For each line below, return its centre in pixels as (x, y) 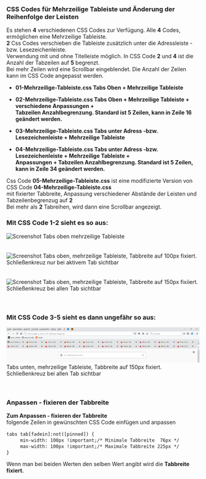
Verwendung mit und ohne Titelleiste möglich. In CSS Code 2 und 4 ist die (100, 56)
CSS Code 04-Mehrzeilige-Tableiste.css (59, 187)
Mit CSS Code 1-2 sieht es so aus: (57, 223)
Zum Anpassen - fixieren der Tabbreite (57, 416)
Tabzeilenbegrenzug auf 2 (40, 201)
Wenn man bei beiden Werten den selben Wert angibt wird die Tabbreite (98, 464)
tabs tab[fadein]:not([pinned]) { (51, 434)
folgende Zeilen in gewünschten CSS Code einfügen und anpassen (91, 423)
